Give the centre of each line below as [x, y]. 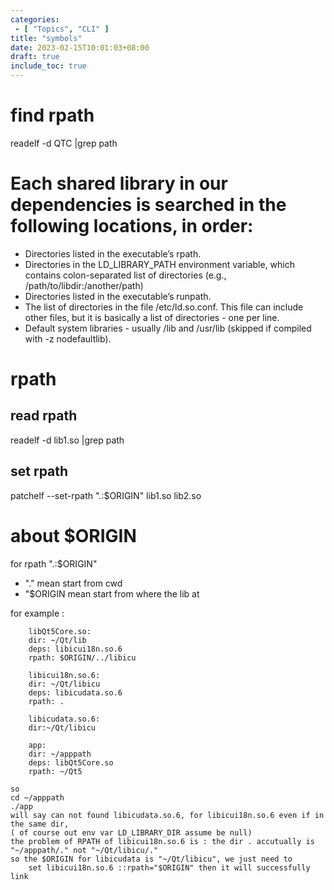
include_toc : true [48, 66]
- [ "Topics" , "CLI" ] [62, 29]
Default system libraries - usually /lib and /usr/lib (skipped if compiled [168, 328]
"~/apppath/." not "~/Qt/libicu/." [84, 850]
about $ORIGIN [73, 535]
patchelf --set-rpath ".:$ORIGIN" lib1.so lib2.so [106, 495]
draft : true [35, 57]
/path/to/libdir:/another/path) [84, 285]
